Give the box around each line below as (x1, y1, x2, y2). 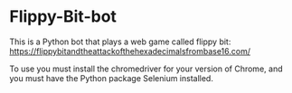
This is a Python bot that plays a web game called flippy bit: (9, 36, 231, 47)
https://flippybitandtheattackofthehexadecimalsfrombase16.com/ (9, 45, 251, 56)
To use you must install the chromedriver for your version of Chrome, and (9, 63, 283, 74)
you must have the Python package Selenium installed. (9, 72, 214, 83)
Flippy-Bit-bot (9, 6, 118, 27)
